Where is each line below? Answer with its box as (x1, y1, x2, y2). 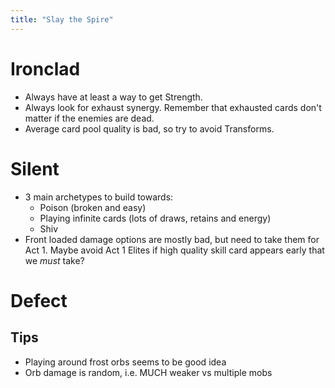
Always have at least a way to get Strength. (24, 91, 203, 103)
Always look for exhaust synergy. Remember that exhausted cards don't (24, 101, 322, 113)
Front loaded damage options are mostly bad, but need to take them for (24, 233, 320, 245)
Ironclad (10, 57, 81, 80)
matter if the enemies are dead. (24, 112, 155, 124)
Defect (10, 289, 68, 312)
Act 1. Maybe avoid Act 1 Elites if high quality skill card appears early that (24, 244, 325, 256)
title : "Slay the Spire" (10, 14, 114, 25)
